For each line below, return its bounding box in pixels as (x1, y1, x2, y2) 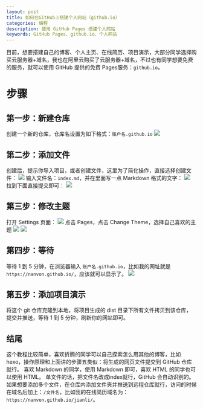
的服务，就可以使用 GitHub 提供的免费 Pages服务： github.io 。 (6, 64, 163, 71)
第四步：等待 (6, 245, 54, 256)
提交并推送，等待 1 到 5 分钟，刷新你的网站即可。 (6, 314, 129, 321)
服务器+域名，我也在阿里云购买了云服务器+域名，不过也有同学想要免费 (16, 56, 193, 63)
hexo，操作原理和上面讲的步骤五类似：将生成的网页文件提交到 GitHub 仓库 (6, 358, 192, 366)
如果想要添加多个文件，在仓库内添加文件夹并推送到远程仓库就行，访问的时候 (6, 381, 197, 388)
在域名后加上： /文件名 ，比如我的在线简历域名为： (6, 388, 129, 396)
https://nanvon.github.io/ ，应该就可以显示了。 (6, 270, 127, 277)
